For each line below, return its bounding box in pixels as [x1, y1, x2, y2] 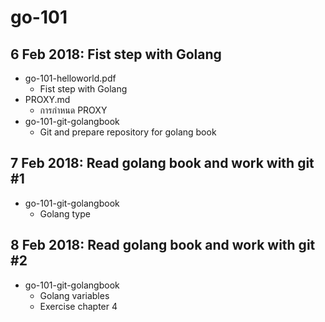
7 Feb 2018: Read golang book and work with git [10, 155, 315, 172]
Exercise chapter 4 [39, 300, 118, 312]
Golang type [39, 207, 91, 220]
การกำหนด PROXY [39, 104, 108, 116]
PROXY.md [24, 94, 71, 105]
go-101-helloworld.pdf [24, 72, 117, 84]
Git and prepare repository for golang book [39, 126, 217, 138]
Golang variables [39, 289, 110, 301]
